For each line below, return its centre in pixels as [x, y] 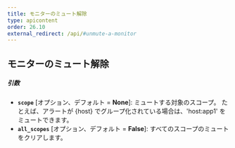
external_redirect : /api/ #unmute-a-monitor [72, 33]
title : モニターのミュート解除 [47, 14]
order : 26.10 [26, 27]
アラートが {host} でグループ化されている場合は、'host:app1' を [134, 111]
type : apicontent [33, 20]
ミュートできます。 [45, 120]
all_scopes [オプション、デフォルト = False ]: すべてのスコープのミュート [123, 128]
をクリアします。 [42, 137]
